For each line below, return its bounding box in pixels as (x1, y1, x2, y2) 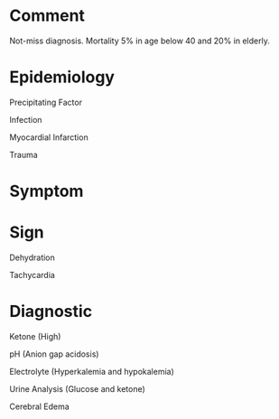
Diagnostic (9, 302, 93, 321)
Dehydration (9, 252, 56, 263)
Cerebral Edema (9, 401, 70, 412)
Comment (9, 5, 86, 26)
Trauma (9, 149, 38, 160)
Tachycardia (9, 270, 56, 280)
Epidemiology (9, 67, 116, 88)
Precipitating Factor (9, 97, 83, 107)
